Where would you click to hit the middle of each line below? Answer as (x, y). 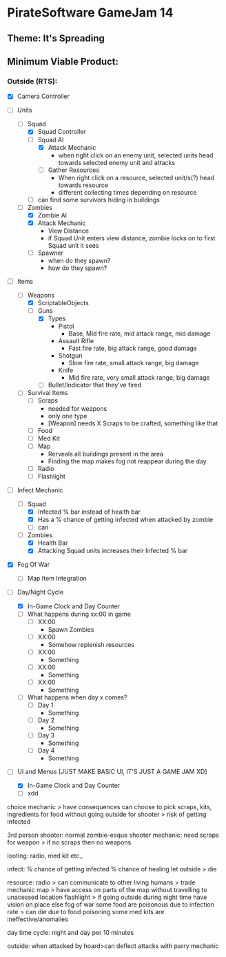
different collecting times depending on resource (127, 192)
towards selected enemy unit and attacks (117, 162)
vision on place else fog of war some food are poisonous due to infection (111, 905)
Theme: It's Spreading (56, 38)
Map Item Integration (57, 579)
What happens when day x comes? (77, 697)
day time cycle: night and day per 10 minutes (71, 933)
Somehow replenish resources (91, 644)
